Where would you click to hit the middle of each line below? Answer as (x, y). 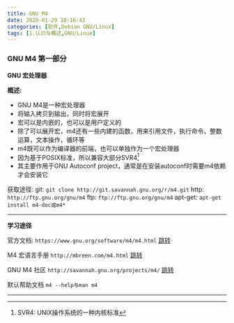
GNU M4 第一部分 (37, 58)
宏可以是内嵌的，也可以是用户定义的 (69, 122)
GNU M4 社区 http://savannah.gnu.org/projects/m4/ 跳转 (91, 270)
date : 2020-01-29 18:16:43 (46, 20)
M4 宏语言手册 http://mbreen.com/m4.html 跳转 (75, 255)
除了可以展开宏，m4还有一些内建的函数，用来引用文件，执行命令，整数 (120, 131)
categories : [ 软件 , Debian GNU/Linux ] (61, 26)
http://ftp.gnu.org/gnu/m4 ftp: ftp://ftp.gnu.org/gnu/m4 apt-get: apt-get (114, 197)
